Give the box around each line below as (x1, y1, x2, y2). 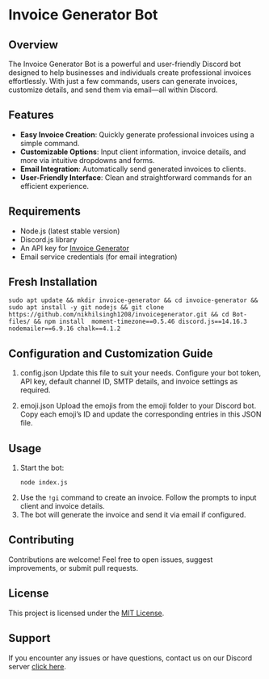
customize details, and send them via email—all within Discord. (8, 85, 218, 94)
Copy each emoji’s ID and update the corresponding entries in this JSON (19, 409, 262, 419)
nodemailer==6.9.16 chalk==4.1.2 (8, 325, 121, 333)
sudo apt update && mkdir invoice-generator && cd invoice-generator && (8, 296, 258, 304)
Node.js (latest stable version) (19, 226, 120, 236)
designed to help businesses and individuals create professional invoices (8, 68, 252, 78)
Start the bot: (19, 463, 65, 473)
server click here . (8, 661, 67, 671)
